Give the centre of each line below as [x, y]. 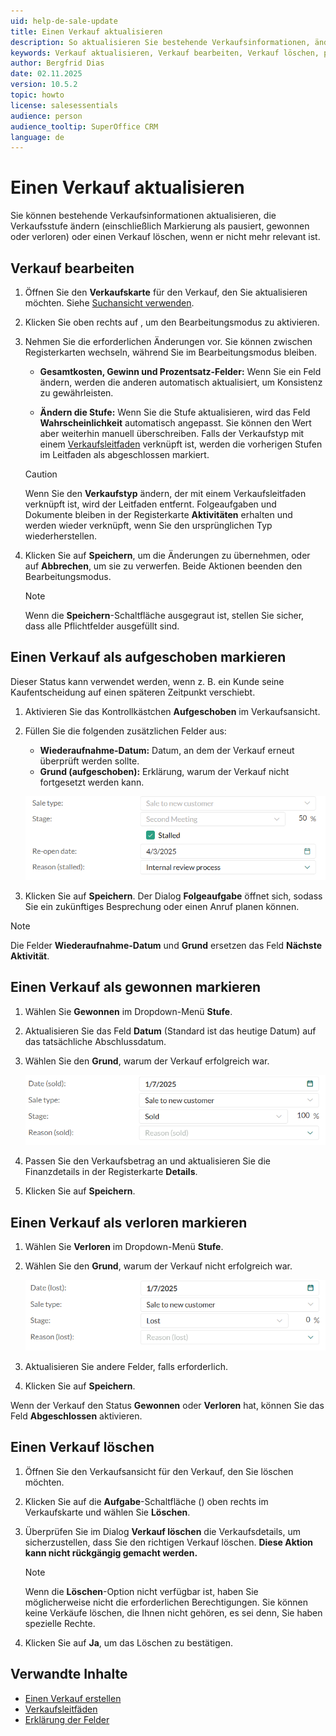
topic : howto [37, 95]
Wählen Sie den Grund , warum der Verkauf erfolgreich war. [147, 1061]
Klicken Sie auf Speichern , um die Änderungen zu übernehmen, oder [167, 555]
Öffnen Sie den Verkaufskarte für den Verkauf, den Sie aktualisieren [166, 292]
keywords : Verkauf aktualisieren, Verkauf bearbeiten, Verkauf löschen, [165, 53]
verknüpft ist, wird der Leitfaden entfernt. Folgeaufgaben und [150, 504]
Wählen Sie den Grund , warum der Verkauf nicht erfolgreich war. [158, 1266]
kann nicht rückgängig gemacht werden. [111, 1552]
